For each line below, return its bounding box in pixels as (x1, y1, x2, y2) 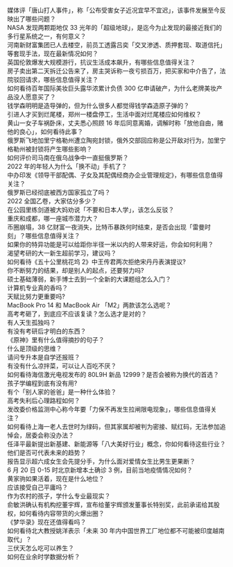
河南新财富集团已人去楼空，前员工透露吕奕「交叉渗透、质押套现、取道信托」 (7, 41, 226, 49)
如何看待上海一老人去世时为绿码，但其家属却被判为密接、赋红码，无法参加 (7, 423, 220, 430)
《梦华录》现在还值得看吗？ (7, 518, 87, 526)
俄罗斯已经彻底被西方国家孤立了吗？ (7, 188, 111, 196)
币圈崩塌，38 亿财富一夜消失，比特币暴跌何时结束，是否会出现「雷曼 (7, 223, 205, 231)
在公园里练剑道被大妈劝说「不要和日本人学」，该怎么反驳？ (7, 205, 175, 214)
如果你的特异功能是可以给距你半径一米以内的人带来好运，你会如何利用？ (7, 240, 214, 248)
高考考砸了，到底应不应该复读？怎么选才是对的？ (7, 310, 147, 318)
